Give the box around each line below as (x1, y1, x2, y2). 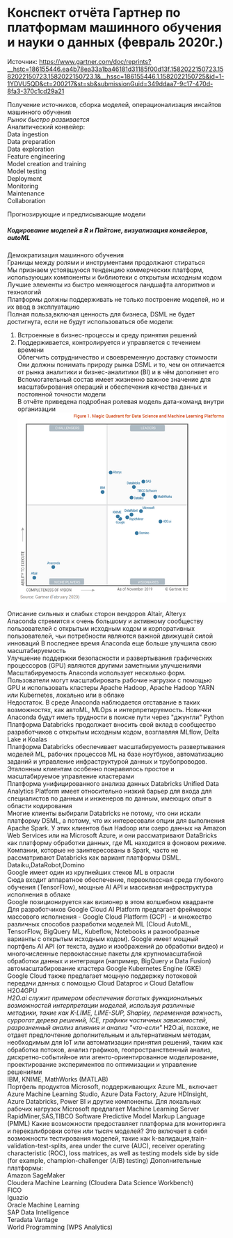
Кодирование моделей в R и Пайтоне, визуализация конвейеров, (7, 226, 208, 234)
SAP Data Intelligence (7, 1208, 70, 1216)
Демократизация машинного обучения (7, 250, 124, 259)
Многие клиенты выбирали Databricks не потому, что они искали (7, 809, 201, 817)
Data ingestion (7, 130, 49, 138)
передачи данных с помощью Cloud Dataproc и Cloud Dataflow (7, 979, 194, 987)
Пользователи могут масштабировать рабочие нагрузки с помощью (7, 676, 212, 684)
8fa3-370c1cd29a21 (7, 87, 65, 95)
